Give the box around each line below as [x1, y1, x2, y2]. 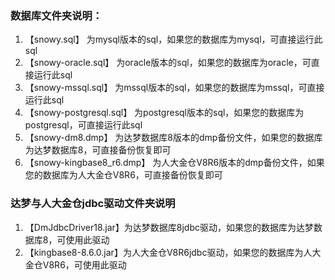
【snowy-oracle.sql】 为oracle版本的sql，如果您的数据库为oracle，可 [24, 57, 312, 69]
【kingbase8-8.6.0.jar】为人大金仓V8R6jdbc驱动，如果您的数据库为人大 [24, 246, 322, 258]
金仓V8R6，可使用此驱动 [24, 258, 127, 271]
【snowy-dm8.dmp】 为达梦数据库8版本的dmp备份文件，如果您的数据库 [24, 132, 323, 144]
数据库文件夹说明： [10, 8, 103, 22]
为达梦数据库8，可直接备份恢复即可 [24, 144, 172, 156]
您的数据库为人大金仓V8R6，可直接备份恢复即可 [24, 169, 223, 181]
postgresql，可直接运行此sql [24, 119, 143, 131]
